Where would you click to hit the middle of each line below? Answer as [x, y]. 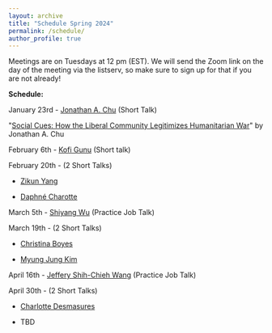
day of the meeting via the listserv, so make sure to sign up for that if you [130, 70]
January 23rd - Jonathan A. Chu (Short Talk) [83, 110]
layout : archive [36, 16]
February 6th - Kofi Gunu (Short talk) [70, 150]
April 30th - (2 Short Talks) [53, 291]
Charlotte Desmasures [57, 306]
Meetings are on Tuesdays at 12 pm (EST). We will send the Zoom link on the [136, 61]
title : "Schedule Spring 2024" [61, 23]
